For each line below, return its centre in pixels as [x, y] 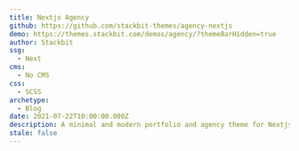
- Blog [29, 108]
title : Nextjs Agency [49, 17]
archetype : [29, 100]
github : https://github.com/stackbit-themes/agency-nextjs [121, 26]
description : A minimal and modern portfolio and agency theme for [137, 125]
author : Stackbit [41, 42]
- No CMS [33, 75]
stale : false [33, 133]
